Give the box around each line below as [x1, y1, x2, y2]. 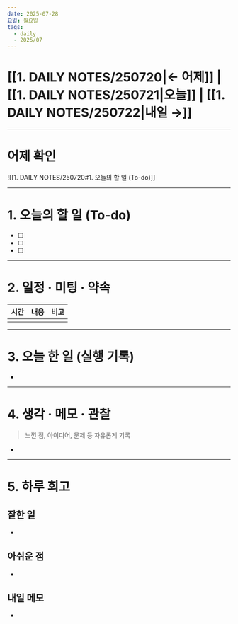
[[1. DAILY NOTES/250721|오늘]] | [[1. [7, 87, 225, 103]
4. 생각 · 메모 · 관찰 [7, 406, 111, 422]
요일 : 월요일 [7, 17, 39, 24]
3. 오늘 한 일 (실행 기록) [7, 349, 135, 365]
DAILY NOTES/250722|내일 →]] [7, 105, 193, 121]
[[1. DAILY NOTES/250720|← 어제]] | [7, 69, 222, 86]
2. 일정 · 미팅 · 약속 [7, 280, 111, 296]
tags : [7, 23, 23, 30]
